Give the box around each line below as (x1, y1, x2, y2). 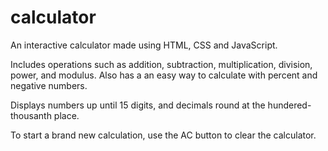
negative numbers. (10, 79, 88, 91)
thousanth (10, 109, 52, 121)
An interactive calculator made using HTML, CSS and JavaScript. (10, 39, 278, 51)
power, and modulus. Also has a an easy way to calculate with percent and (10, 69, 318, 81)
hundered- (267, 99, 312, 111)
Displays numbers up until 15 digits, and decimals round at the (10, 99, 266, 111)
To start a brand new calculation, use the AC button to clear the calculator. (10, 129, 317, 141)
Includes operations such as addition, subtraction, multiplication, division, (10, 58, 313, 70)
